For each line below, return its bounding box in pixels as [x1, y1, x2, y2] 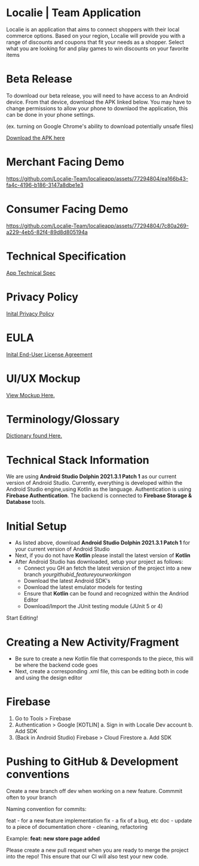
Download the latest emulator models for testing [23, 584, 142, 591]
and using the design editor [14, 674, 82, 682]
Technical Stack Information [6, 453, 149, 467]
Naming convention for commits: [6, 806, 87, 813]
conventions [6, 768, 70, 781]
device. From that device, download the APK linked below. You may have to [6, 98, 192, 105]
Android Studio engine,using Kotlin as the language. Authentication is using [6, 485, 192, 493]
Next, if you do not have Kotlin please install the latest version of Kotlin [14, 552, 191, 559]
